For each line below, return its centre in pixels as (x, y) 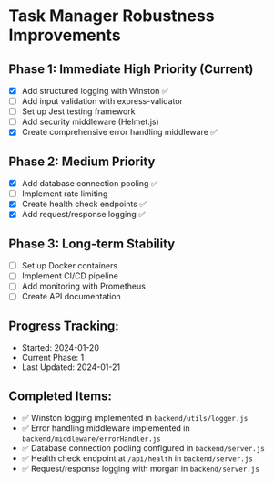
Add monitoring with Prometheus (84, 286)
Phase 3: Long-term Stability (92, 243)
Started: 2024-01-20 (60, 348)
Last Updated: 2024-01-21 (71, 367)
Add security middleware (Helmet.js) (91, 122)
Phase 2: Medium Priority (82, 161)
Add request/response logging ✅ (84, 215)
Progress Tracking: (64, 325)
